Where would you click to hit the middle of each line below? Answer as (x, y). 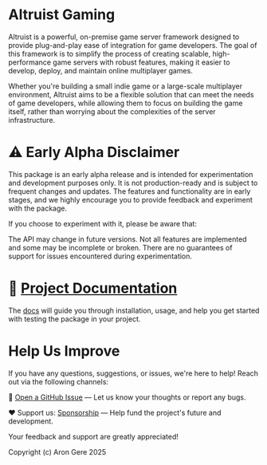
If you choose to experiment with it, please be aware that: (103, 223)
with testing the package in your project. (75, 319)
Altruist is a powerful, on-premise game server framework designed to (124, 37)
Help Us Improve (64, 351)
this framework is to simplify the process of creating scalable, (110, 53)
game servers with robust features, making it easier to (141, 62)
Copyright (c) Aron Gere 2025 (57, 451)
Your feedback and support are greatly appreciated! (94, 436)
